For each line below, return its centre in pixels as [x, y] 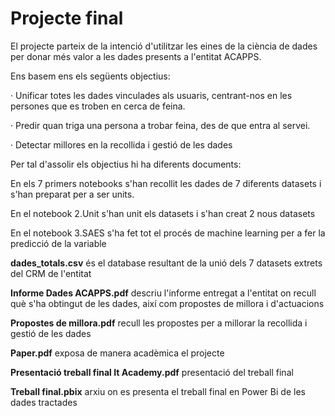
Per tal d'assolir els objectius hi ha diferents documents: [126, 164]
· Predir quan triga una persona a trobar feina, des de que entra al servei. [160, 125]
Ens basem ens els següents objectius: [90, 76]
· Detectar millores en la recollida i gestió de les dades [121, 144]
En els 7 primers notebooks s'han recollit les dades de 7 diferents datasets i [166, 183]
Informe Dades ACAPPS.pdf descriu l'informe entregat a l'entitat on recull [163, 293]
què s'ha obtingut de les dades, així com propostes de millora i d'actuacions [167, 303]
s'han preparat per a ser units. [72, 194]
